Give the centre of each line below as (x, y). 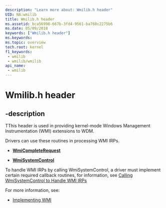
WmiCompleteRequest (36, 150)
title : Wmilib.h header (30, 19)
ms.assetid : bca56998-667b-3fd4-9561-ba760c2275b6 (59, 24)
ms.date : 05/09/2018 (27, 29)
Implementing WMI (32, 200)
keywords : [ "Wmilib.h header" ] (38, 33)
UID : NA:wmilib (21, 15)
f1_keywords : (19, 52)
